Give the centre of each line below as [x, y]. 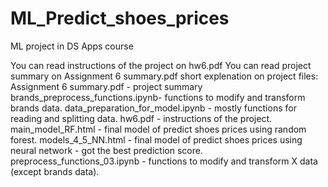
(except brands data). [55, 171]
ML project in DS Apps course [72, 46]
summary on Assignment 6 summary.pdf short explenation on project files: [164, 76]
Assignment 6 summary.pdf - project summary [106, 86]
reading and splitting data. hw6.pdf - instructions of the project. [141, 118]
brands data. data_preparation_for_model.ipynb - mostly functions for [153, 108]
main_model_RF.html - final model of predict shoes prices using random [158, 129]
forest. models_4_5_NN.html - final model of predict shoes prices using [156, 139]
